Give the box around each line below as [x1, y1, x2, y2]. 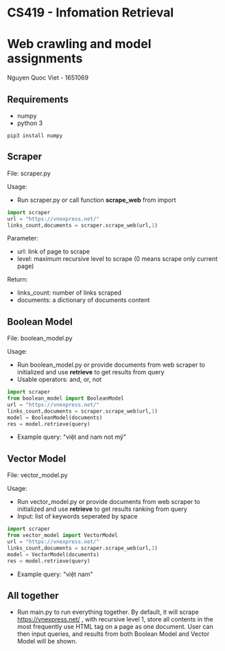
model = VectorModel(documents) [7, 551, 99, 558]
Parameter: [7, 234, 39, 242]
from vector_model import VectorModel [7, 532, 118, 539]
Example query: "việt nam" [16, 570, 93, 578]
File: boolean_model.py [7, 334, 73, 343]
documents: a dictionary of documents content [16, 296, 150, 304]
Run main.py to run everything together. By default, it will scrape [16, 608, 199, 616]
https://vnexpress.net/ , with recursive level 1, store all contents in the [16, 615, 214, 624]
